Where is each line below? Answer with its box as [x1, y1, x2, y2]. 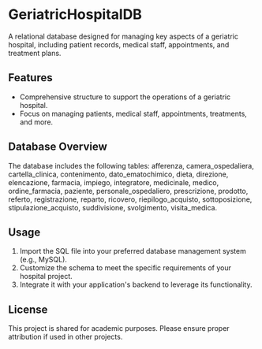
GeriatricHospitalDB [8, 6, 142, 24]
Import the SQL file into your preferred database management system [19, 247, 246, 256]
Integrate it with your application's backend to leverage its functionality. [19, 280, 253, 289]
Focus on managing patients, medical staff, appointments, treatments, [19, 109, 247, 118]
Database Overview [8, 140, 108, 154]
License [8, 303, 48, 316]
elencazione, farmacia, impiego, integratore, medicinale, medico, [8, 177, 219, 187]
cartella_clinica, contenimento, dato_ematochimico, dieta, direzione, [8, 169, 229, 179]
